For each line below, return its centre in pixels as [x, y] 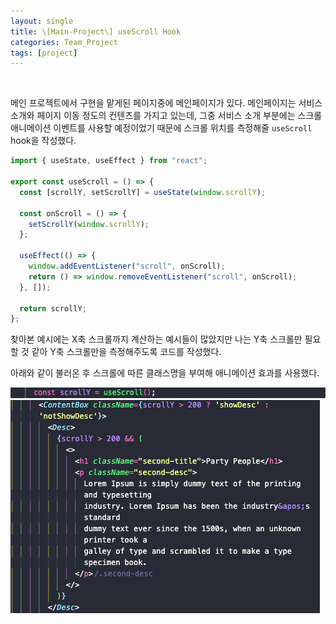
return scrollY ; [53, 308]
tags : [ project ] [44, 53]
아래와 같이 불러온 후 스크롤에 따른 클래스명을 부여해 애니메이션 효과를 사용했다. [165, 373]
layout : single [42, 21]
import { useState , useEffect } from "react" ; [109, 161]
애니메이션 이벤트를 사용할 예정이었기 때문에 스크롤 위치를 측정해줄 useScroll [161, 128]
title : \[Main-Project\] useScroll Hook [96, 31]
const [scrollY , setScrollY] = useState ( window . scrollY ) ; [143, 192]
